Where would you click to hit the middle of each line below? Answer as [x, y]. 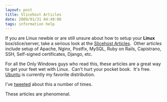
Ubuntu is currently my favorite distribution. [50, 75]
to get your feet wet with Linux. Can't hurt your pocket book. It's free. [78, 69]
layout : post [19, 10]
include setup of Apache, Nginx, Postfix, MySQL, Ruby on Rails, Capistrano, [83, 49]
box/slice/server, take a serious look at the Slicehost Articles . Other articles [83, 44]
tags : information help [30, 24]
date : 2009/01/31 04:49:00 [33, 19]
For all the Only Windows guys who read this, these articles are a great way [83, 64]
